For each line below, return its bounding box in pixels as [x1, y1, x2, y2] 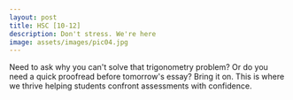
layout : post [9, 12, 58, 22]
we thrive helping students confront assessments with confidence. [9, 81, 252, 91]
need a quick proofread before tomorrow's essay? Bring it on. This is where [9, 72, 285, 82]
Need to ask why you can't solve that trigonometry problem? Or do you [9, 62, 268, 73]
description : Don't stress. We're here [9, 29, 157, 38]
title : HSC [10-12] [9, 21, 81, 30]
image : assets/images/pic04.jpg [9, 37, 128, 47]
